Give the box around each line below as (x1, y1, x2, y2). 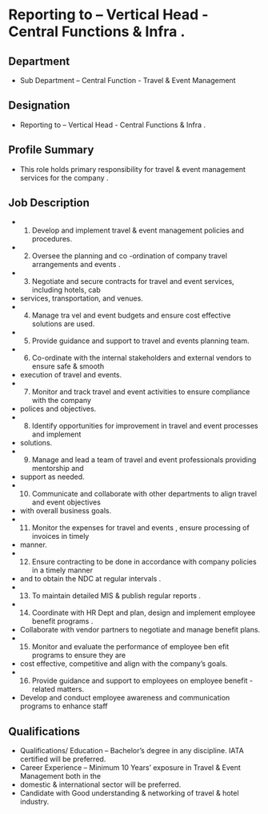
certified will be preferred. (19, 754, 106, 764)
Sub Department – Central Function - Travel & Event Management (19, 76, 236, 85)
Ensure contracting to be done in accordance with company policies (31, 557, 258, 567)
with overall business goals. (19, 506, 112, 516)
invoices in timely (31, 532, 90, 541)
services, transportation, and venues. (19, 293, 144, 303)
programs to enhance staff (19, 701, 108, 711)
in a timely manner (31, 565, 94, 575)
